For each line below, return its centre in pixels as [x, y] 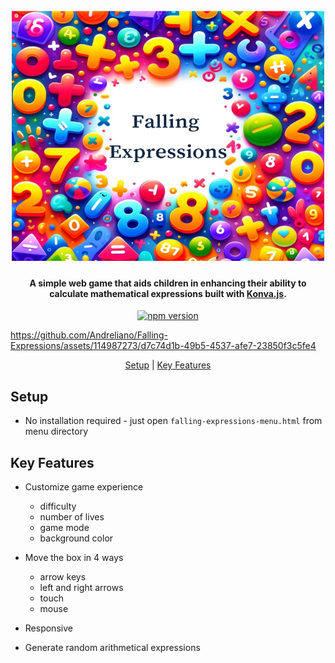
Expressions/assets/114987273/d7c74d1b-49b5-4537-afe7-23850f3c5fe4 [163, 346]
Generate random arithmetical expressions [112, 648]
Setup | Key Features [168, 365]
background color [76, 538]
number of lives [72, 517]
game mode [64, 528]
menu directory [56, 431]
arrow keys [63, 577]
